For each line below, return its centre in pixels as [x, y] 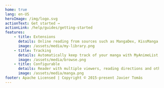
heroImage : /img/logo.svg [31, 19]
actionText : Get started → [32, 23]
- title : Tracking [32, 50]
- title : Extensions [35, 37]
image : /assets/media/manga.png [51, 73]
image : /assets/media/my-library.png [56, 46]
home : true [16, 10]
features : [15, 32]
